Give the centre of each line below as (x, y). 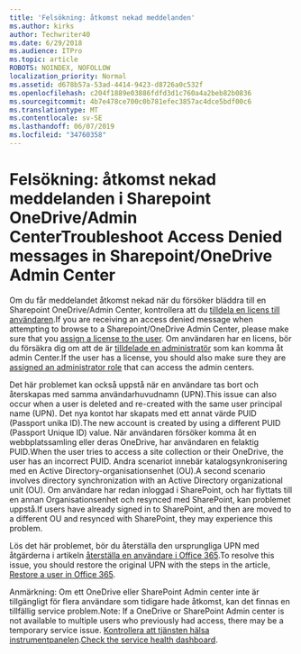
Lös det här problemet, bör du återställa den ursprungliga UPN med (134, 545)
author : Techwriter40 (50, 34)
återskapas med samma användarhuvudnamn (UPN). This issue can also (143, 394)
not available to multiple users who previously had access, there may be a (146, 620)
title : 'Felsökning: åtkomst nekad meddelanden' (102, 18)
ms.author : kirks (42, 26)
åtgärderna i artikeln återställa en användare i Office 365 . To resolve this (142, 555)
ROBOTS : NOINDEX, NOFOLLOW (60, 68)
